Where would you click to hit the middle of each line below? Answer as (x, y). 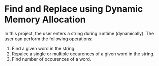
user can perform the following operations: (49, 39)
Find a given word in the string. (44, 48)
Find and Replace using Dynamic (74, 9)
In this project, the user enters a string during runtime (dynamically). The (79, 33)
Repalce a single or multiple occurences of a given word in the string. (83, 54)
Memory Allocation (45, 20)
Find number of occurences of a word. (51, 59)
